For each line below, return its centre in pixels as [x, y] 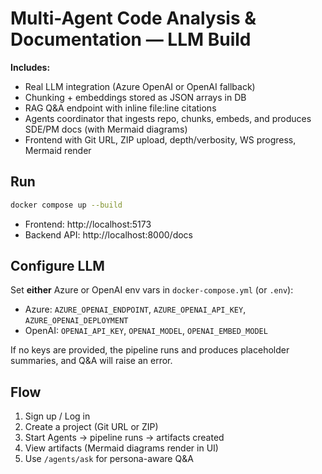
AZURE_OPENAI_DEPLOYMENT [76, 321]
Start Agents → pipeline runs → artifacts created [124, 438]
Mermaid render [58, 150]
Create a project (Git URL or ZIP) [91, 427]
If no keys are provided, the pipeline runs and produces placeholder [150, 350]
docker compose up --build [66, 205]
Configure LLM [57, 266]
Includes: [30, 67]
